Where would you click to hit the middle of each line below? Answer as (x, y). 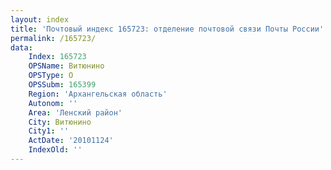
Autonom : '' (53, 103)
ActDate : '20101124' (71, 141)
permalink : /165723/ (53, 38)
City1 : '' (49, 131)
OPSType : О (51, 76)
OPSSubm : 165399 (62, 85)
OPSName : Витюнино (66, 66)
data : (21, 47)
